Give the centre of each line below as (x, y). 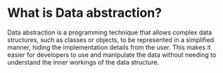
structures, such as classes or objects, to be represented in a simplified (111, 39)
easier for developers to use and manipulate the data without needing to (112, 55)
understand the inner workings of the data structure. (83, 62)
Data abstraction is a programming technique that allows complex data (110, 32)
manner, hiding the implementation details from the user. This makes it (109, 47)
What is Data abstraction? (84, 13)
